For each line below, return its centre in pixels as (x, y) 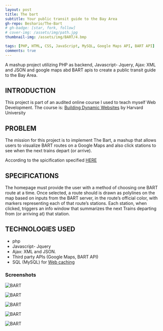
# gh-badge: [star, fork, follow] (41, 28)
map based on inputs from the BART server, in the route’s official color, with (81, 198)
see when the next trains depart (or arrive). (49, 151)
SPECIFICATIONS (32, 176)
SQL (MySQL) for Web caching (43, 262)
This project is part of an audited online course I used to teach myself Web (81, 102)
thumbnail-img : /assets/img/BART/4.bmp (46, 37)
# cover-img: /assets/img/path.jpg (41, 33)
